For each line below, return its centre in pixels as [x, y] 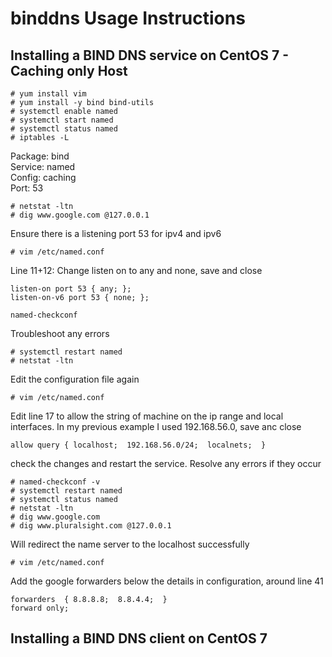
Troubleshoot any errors [60, 333]
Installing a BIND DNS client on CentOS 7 [139, 638]
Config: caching [43, 177]
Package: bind [40, 156]
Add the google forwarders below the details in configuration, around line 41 [167, 581]
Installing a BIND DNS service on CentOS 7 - [150, 55]
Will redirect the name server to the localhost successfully [130, 544]
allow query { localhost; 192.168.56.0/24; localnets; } [138, 445]
